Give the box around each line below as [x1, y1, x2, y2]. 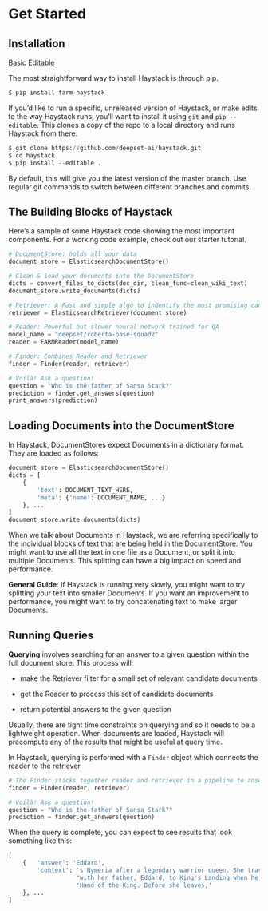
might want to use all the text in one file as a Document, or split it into [8, 547, 235, 557]
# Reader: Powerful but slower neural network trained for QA [8, 323, 219, 332]
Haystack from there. [8, 129, 78, 138]
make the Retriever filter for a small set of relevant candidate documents [19, 673, 258, 683]
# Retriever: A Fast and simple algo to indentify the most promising [8, 301, 248, 309]
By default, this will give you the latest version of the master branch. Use [8, 173, 247, 183]
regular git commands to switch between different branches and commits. [8, 181, 251, 192]
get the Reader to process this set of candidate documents [19, 689, 214, 698]
